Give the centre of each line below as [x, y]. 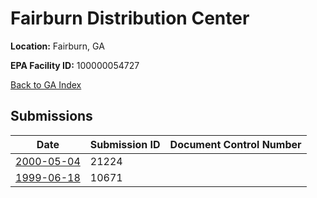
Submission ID [125, 144]
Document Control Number [235, 144]
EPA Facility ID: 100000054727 [75, 65]
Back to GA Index [46, 84]
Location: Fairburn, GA [57, 46]
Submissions [51, 116]
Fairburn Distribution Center [130, 18]
